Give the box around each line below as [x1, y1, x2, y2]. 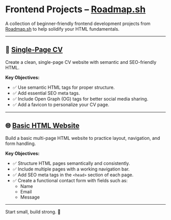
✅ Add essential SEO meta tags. [12, 90, 80, 96]
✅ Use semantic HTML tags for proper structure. [12, 84, 115, 90]
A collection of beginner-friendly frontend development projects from [5, 20, 151, 27]
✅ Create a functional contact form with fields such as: [12, 177, 128, 183]
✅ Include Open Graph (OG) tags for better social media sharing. [12, 95, 149, 102]
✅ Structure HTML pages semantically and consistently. [12, 160, 130, 166]
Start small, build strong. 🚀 [5, 208, 61, 215]
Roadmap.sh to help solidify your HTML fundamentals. [5, 26, 120, 32]
